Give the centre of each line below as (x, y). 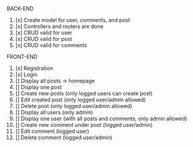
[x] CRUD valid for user (44, 33)
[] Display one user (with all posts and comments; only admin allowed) (101, 119)
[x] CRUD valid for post (44, 39)
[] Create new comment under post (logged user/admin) (84, 125)
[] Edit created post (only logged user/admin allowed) (80, 100)
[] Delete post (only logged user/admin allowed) (74, 106)
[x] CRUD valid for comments (51, 45)
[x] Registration (34, 68)
